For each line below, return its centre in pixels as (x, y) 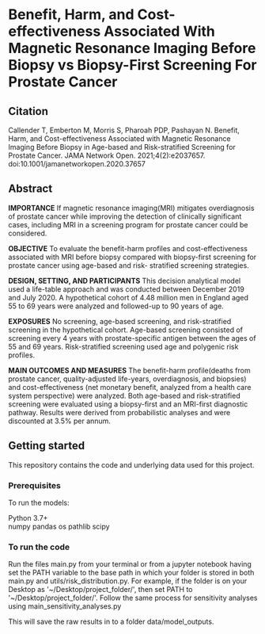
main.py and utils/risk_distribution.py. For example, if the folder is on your (128, 581)
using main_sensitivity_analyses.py (65, 606)
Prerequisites (34, 485)
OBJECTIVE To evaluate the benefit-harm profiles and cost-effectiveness (128, 248)
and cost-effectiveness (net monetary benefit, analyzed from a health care (130, 387)
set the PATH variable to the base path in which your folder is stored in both (131, 573)
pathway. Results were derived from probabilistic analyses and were (119, 412)
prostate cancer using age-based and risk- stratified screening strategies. (129, 265)
